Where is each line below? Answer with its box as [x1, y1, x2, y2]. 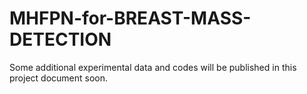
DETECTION [9, 28, 112, 51]
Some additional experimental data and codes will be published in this [9, 61, 297, 73]
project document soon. [9, 72, 109, 84]
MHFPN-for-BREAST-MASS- [9, 7, 252, 30]
